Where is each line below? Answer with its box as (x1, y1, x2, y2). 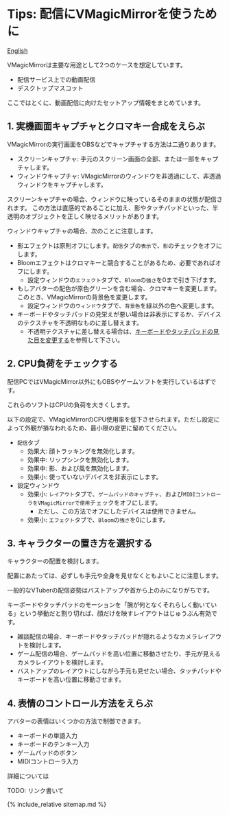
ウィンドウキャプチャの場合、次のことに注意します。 (7, 227, 157, 235)
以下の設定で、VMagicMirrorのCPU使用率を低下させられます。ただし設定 (7, 415, 214, 423)
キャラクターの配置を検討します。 (7, 557, 103, 565)
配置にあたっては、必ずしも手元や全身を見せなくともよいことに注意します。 (7, 571, 223, 580)
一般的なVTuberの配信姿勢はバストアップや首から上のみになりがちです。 (7, 586, 214, 595)
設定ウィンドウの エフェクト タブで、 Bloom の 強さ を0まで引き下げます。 (27, 275, 220, 284)
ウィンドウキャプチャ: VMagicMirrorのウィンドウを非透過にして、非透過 (16, 172, 221, 180)
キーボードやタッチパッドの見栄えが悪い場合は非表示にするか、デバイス (16, 310, 221, 318)
